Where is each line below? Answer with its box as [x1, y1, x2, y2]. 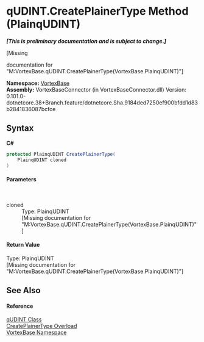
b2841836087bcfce [6, 105, 56, 112]
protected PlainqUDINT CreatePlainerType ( [6, 151, 116, 157]
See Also [6, 285, 41, 296]
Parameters [6, 175, 37, 183]
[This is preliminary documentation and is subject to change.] [6, 37, 166, 45]
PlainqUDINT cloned [17, 157, 67, 163]
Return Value [6, 241, 40, 249]
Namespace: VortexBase [6, 79, 70, 87]
